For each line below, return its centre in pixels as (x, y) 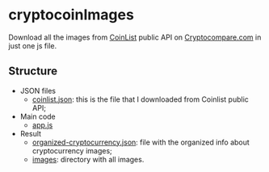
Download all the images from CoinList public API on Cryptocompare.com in (135, 37)
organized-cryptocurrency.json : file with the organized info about (141, 142)
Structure (33, 71)
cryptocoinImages (71, 15)
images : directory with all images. (88, 159)
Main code (38, 116)
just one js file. (33, 45)
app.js (42, 125)
